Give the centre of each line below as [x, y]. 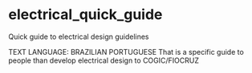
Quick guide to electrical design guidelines [79, 36]
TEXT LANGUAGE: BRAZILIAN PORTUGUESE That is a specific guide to [126, 52]
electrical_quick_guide [85, 15]
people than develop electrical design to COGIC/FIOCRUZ [104, 60]
